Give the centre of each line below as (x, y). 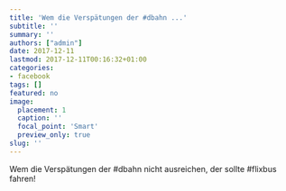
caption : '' (40, 118)
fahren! (23, 178)
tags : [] (26, 85)
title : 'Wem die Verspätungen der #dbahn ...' (98, 18)
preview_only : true (54, 135)
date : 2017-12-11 (42, 51)
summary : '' (32, 34)
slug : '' (26, 143)
